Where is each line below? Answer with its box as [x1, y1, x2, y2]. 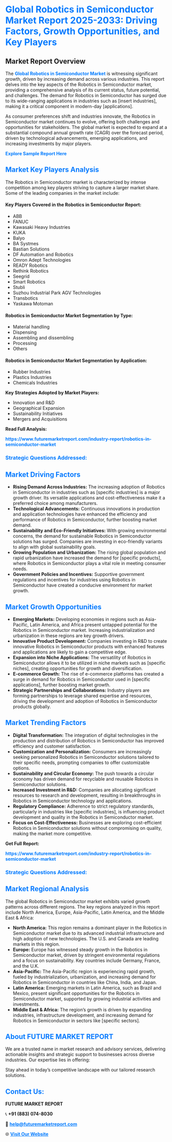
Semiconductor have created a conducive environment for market [12, 582, 152, 588]
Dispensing [12, 329, 37, 335]
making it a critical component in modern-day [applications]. [5, 103, 133, 109]
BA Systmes [12, 241, 39, 247]
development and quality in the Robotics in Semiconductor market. [12, 814, 154, 820]
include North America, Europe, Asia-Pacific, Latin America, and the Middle [5, 909, 165, 915]
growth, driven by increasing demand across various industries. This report [5, 76, 165, 82]
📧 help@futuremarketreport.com [5, 1121, 78, 1127]
